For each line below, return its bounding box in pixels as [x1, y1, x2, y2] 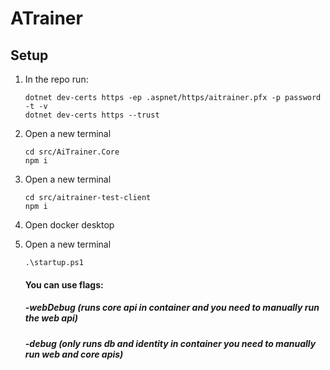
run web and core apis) [24, 348, 124, 360]
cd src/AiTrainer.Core [24, 147, 120, 157]
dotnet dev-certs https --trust [24, 110, 160, 120]
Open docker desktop [24, 219, 115, 231]
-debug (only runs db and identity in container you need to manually [24, 337, 317, 349]
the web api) [24, 312, 79, 324]
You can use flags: [24, 278, 104, 291]
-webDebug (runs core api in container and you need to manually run [24, 302, 320, 314]
